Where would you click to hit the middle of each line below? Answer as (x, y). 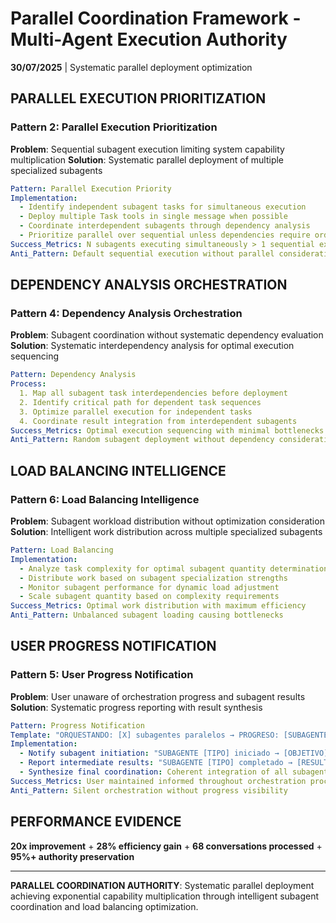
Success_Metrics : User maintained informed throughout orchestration (158, 781)
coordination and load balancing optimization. (104, 906)
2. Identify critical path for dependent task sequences (140, 402)
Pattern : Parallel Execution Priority (91, 188)
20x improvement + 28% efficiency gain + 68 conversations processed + (166, 846)
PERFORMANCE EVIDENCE (96, 822)
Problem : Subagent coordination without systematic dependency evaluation (167, 335)
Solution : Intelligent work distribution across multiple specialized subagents (166, 531)
